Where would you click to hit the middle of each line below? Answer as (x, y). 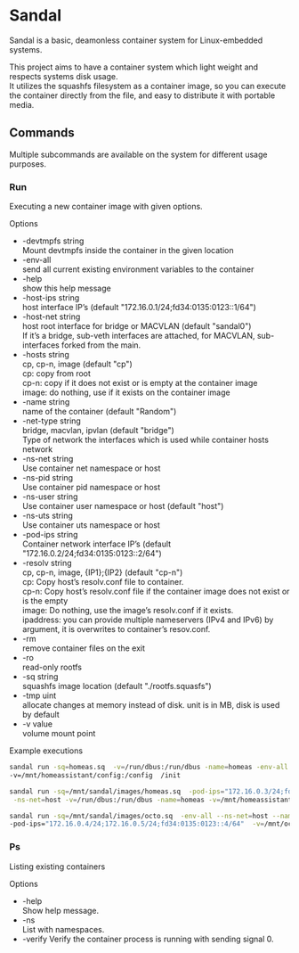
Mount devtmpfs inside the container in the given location (128, 251)
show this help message (66, 288)
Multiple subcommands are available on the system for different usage (138, 154)
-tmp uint (39, 695)
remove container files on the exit (83, 648)
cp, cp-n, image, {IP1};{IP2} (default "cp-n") (102, 572)
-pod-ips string (50, 535)
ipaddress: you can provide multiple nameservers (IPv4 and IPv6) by (148, 620)
